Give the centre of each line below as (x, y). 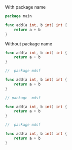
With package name (25, 7)
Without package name (29, 43)
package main (18, 16)
